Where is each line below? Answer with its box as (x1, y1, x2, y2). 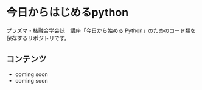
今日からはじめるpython (6, 5, 129, 19)
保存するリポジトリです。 (6, 34, 70, 41)
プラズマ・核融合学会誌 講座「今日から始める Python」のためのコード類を (6, 27, 197, 34)
